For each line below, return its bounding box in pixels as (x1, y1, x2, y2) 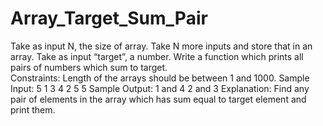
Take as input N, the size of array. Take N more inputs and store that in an (10, 40, 313, 52)
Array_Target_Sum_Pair (10, 7, 208, 30)
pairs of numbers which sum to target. (10, 61, 168, 73)
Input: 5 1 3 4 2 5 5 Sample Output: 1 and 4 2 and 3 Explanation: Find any (10, 82, 310, 94)
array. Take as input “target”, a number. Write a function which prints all (10, 50, 304, 62)
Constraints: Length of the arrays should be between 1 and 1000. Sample (10, 72, 310, 84)
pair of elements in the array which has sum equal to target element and (10, 93, 307, 105)
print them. (10, 103, 56, 116)
